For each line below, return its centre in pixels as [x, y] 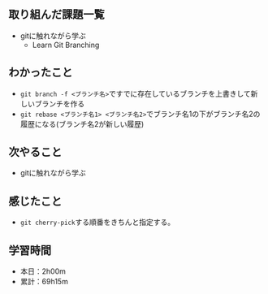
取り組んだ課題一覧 [56, 15]
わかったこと [41, 73]
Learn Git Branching [66, 45]
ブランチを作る [60, 103]
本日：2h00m [43, 271]
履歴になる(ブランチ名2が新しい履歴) [82, 123]
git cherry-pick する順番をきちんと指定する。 [97, 223]
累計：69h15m [44, 282]
